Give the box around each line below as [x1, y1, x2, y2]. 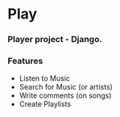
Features [7, 56, 43, 67]
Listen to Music [19, 73, 70, 83]
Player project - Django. [7, 34, 102, 45]
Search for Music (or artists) [19, 82, 114, 92]
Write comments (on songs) [19, 90, 112, 101]
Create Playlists [19, 99, 72, 109]
